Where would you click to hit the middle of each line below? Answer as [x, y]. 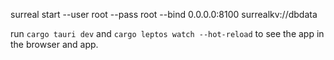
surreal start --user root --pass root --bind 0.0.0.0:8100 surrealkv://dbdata [164, 14]
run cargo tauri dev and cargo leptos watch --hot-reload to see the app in [167, 33]
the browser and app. [54, 44]
